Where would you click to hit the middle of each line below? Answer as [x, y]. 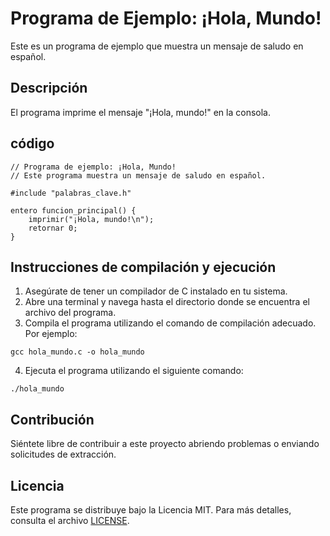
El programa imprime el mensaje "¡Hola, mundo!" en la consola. [140, 112]
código [32, 143]
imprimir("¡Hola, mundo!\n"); [91, 219]
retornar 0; [53, 228]
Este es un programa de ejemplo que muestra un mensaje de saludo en [157, 46]
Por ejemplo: [51, 334]
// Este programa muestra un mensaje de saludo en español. [138, 175]
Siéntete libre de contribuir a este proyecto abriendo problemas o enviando [165, 444]
